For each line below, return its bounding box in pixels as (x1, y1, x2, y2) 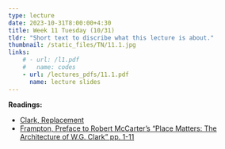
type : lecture (8, 11, 55, 20)
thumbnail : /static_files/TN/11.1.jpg (8, 41, 136, 49)
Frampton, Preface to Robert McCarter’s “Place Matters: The (19, 124, 217, 133)
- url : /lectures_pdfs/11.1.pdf (22, 71, 129, 78)
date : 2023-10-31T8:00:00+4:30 (8, 19, 112, 27)
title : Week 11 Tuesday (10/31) (8, 26, 115, 34)
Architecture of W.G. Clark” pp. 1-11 (19, 132, 135, 141)
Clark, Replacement (19, 115, 85, 124)
